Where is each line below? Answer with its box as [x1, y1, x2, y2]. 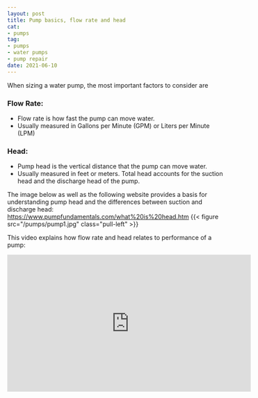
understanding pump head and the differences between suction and [7, 198, 203, 206]
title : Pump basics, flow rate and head [7, 17, 127, 24]
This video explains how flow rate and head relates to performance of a [7, 234, 212, 242]
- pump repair [7, 56, 49, 63]
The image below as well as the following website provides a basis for [7, 191, 207, 199]
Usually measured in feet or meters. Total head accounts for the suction [17, 170, 224, 178]
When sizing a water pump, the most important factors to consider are [7, 81, 209, 89]
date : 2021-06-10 [7, 62, 58, 69]
